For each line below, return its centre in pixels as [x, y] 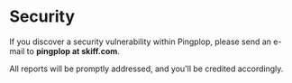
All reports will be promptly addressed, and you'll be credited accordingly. [146, 69]
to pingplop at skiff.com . [73, 51]
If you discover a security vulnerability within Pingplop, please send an [141, 41]
